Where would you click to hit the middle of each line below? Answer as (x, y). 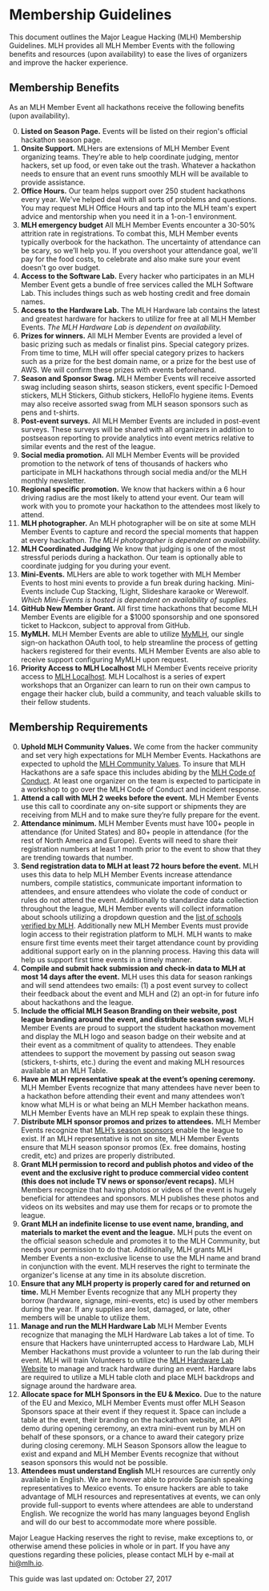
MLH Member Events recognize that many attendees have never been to (140, 1087)
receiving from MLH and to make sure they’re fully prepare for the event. (140, 815)
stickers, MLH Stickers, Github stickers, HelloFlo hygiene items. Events (137, 395)
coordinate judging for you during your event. (96, 565)
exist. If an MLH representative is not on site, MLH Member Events (130, 1138)
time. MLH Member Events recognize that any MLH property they (129, 1292)
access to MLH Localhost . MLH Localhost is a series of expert (123, 676)
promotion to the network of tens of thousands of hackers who (124, 464)
